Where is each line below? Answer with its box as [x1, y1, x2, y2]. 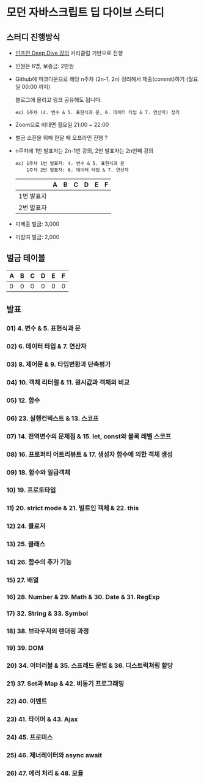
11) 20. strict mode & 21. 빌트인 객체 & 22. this [6, 504, 139, 513]
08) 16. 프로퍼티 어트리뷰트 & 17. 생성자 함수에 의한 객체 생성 [6, 450, 173, 459]
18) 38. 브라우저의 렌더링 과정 [6, 627, 89, 635]
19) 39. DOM [6, 643, 44, 652]
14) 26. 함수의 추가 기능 [6, 558, 72, 567]
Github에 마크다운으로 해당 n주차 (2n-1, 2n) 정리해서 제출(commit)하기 [15, 75, 185, 83]
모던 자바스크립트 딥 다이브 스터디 [6, 6, 164, 20]
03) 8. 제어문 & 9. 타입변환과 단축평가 [6, 360, 111, 369]
